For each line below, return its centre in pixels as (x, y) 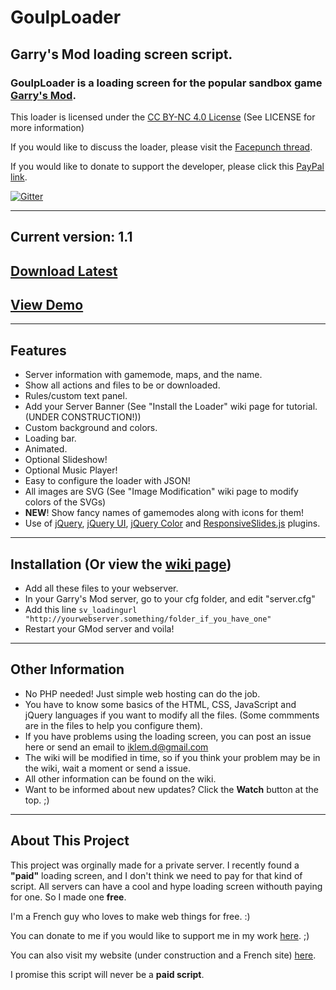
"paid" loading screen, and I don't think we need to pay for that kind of (156, 875)
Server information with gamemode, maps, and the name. (143, 375)
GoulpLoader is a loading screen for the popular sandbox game (166, 83)
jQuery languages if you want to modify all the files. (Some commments (172, 715)
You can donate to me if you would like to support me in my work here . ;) (160, 935)
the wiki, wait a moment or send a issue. (107, 768)
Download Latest (64, 271)
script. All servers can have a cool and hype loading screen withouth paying (166, 886)
